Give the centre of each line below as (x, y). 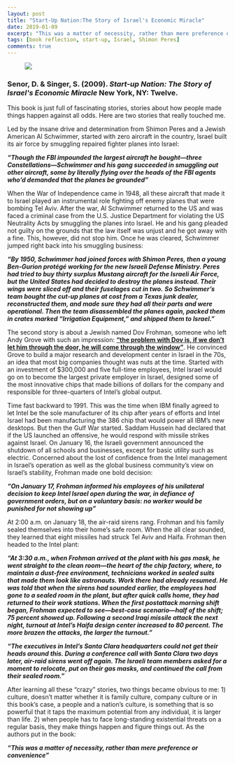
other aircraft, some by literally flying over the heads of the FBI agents (112, 172)
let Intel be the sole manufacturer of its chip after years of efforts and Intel (114, 413)
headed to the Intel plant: (43, 545)
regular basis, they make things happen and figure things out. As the (106, 727)
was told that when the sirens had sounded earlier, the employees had (112, 588)
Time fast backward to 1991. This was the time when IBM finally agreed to (113, 406)
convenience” (28, 755)
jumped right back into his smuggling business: (75, 245)
